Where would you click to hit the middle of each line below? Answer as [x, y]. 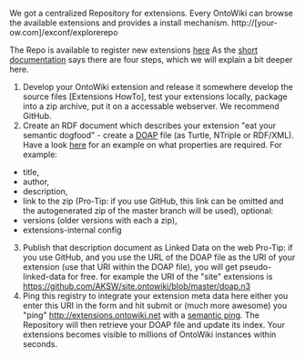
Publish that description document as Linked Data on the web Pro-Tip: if [158, 248]
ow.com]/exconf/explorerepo [64, 32]
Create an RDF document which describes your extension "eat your [149, 125]
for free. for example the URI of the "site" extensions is [170, 277]
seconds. [40, 344]
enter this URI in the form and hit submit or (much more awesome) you [155, 305]
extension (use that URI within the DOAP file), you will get [130, 267]
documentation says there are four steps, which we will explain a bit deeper [151, 59]
